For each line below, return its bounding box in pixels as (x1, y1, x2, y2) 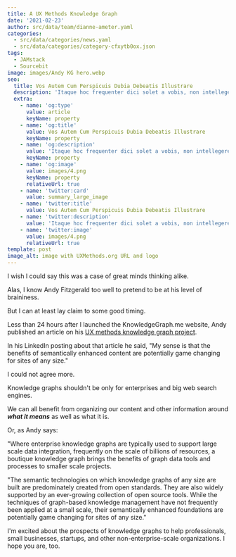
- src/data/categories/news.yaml (13, 37, 112, 44)
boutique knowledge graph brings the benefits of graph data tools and (7, 455, 211, 463)
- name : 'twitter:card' (20, 187, 90, 194)
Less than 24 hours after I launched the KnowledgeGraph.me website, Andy (7, 320, 227, 328)
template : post (7, 246, 52, 254)
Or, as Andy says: (7, 426, 58, 434)
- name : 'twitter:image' (20, 226, 93, 233)
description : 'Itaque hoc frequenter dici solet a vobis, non (13, 89, 199, 96)
